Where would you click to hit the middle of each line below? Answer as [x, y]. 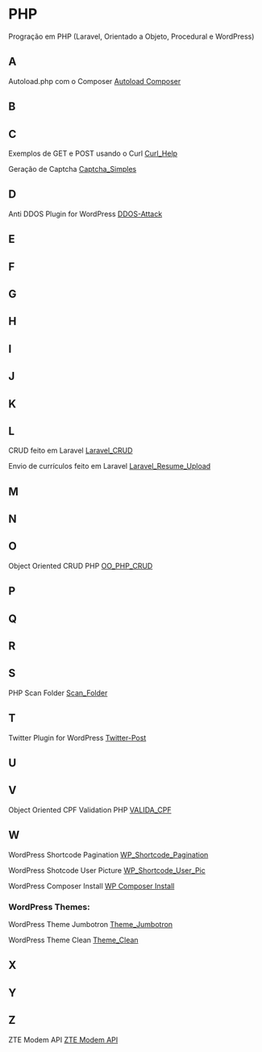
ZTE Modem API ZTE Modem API [63, 1039]
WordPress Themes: [49, 907]
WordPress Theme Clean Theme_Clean [73, 940]
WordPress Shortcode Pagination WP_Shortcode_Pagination [108, 854]
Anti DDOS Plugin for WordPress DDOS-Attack [85, 214]
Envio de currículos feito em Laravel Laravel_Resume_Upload [110, 466]
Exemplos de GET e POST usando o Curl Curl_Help [93, 153]
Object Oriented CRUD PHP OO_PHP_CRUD [81, 566]
